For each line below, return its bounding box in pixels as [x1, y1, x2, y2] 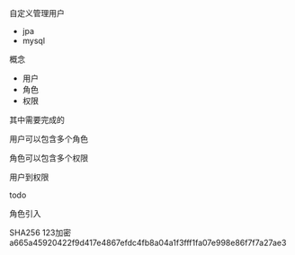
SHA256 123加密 [9, 227, 72, 238]
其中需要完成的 [9, 115, 65, 125]
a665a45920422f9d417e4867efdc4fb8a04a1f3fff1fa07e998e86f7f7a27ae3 [9, 237, 287, 248]
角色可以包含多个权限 [9, 153, 88, 163]
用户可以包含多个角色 [9, 134, 88, 144]
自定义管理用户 [9, 8, 65, 18]
